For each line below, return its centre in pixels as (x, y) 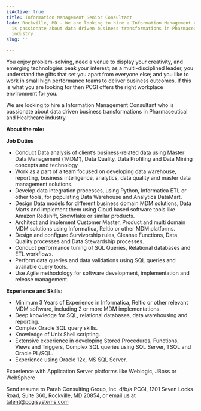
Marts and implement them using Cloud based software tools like (95, 209)
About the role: (25, 129)
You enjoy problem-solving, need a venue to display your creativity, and (95, 62)
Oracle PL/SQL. (34, 353)
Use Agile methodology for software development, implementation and (102, 273)
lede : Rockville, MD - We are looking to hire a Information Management (99, 23)
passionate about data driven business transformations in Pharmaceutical (97, 111)
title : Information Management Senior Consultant (69, 17)
